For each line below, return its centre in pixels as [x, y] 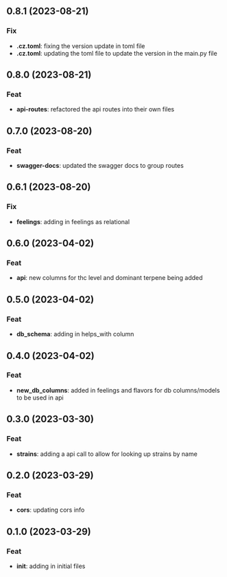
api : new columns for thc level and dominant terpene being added [109, 278]
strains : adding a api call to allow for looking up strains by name [107, 454]
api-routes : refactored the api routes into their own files [95, 109]
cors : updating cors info [50, 510]
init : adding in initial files [51, 566]
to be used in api [40, 398]
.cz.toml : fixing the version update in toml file [81, 46]
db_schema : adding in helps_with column [75, 334]
